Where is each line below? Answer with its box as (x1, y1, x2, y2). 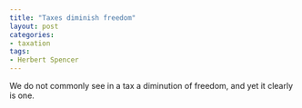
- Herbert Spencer (9, 55, 79, 64)
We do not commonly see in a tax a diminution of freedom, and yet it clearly (9, 81, 294, 91)
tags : (9, 47, 30, 56)
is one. (9, 90, 35, 101)
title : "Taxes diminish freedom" (9, 13, 136, 23)
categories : (9, 30, 55, 39)
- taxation (9, 38, 51, 48)
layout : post (9, 22, 59, 31)
